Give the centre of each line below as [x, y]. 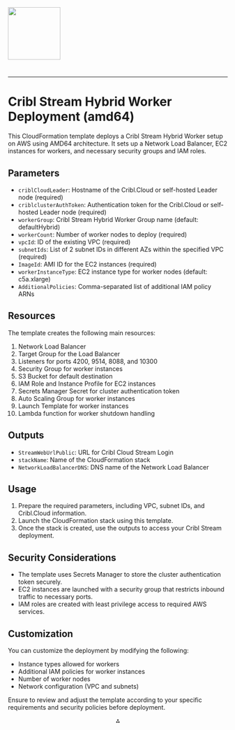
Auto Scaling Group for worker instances [76, 398]
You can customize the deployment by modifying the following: [98, 651]
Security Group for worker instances [70, 368]
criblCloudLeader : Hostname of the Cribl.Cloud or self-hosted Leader [118, 190]
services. [31, 612]
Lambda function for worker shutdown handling [86, 413]
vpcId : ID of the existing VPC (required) [74, 241]
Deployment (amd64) [71, 117]
